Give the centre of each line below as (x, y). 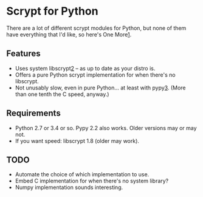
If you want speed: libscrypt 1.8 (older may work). (77, 140)
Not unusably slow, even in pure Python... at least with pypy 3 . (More (100, 88)
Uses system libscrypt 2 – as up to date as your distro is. (85, 68)
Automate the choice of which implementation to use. (82, 175)
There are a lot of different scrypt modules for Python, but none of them (96, 28)
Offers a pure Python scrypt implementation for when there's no (95, 75)
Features (23, 54)
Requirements (33, 113)
